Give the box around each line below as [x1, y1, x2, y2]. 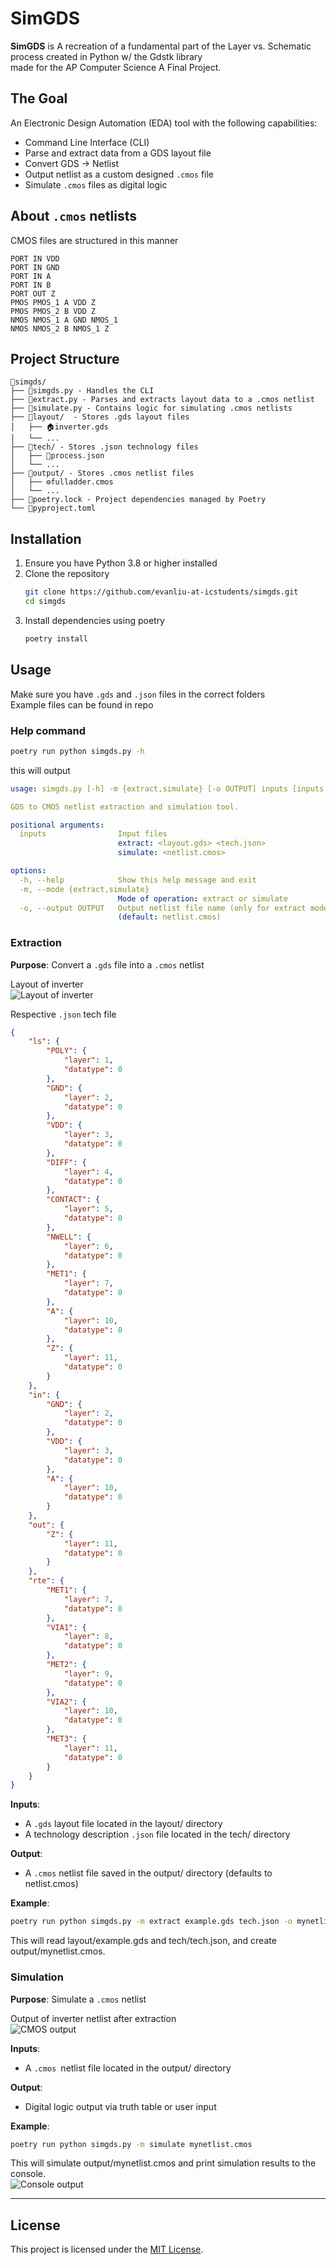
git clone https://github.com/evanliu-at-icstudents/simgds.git [24, 587, 299, 597]
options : [10, 866, 47, 876]
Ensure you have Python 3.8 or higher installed [24, 557, 218, 569]
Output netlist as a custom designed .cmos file [24, 168, 215, 180]
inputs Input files [19, 829, 168, 839]
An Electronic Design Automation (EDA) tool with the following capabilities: [10, 117, 318, 129]
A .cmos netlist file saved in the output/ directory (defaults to [24, 1867, 273, 1879]
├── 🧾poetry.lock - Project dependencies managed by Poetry [10, 495, 267, 505]
